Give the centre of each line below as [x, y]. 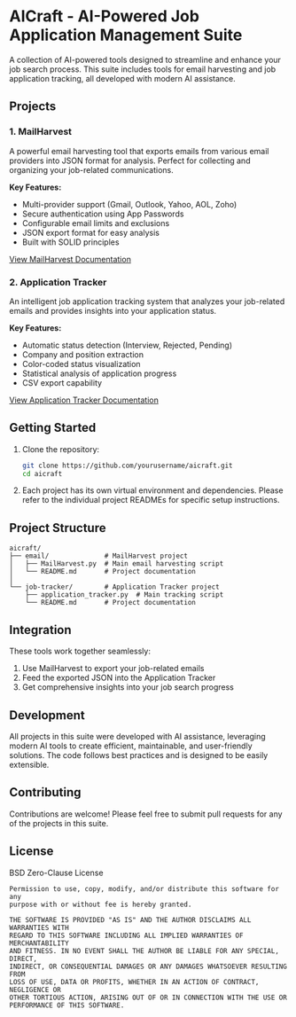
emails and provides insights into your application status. [113, 310]
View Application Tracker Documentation [84, 400]
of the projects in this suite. [59, 823]
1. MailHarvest [41, 132]
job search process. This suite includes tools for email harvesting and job [143, 69]
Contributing [45, 792]
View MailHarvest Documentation [70, 259]
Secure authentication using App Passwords [103, 214]
